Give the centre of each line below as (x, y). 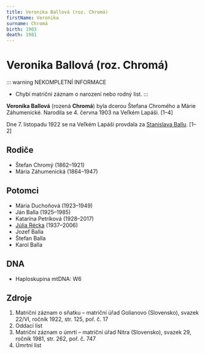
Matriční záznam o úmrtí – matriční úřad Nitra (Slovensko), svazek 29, (103, 333)
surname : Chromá (27, 23)
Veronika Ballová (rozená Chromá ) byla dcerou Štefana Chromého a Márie (101, 106)
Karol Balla (29, 244)
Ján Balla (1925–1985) (43, 212)
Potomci (22, 191)
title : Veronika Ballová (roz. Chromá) (57, 12)
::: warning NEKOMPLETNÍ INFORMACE (56, 82)
